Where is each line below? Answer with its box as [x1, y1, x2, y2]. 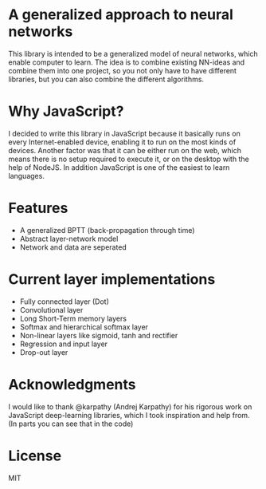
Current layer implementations [8, 270, 216, 288]
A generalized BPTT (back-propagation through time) [19, 225, 195, 235]
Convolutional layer [19, 305, 84, 314]
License [8, 447, 62, 464]
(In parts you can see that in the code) [8, 419, 134, 428]
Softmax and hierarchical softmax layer [19, 321, 149, 332]
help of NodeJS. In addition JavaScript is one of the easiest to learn [8, 162, 230, 172]
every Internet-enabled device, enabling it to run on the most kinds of [8, 137, 237, 147]
